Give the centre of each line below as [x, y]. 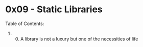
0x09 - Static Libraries [54, 9]
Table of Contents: [25, 24]
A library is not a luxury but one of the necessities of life [79, 39]
